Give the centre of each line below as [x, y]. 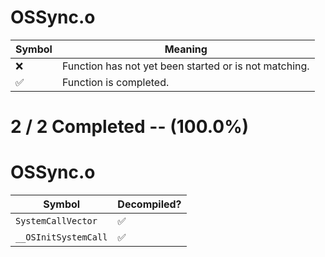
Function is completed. [115, 82]
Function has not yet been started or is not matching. [185, 66]
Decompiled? [149, 204]
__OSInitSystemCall [61, 237]
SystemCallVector [56, 221]
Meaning [186, 49]
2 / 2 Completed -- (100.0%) [130, 127]
